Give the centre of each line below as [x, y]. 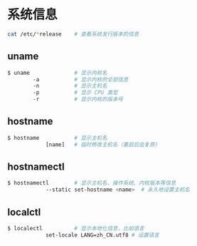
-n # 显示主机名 [70, 86]
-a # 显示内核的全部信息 [81, 79]
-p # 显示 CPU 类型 [76, 93]
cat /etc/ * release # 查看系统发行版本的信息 [73, 34]
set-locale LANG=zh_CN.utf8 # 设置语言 [102, 235]
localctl [24, 212]
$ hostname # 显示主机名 [58, 138]
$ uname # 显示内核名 [58, 73]
